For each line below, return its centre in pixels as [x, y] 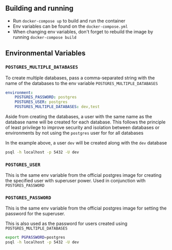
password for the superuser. [35, 214]
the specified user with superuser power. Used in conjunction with [75, 181]
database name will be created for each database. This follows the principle [85, 122]
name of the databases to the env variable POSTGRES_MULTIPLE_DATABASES [82, 83]
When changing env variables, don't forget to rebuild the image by [83, 32]
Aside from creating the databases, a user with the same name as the [79, 117]
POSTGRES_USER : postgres [41, 102]
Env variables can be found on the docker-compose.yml [70, 26]
